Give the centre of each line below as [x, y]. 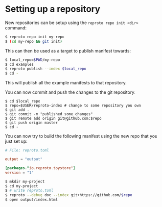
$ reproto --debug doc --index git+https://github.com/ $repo [69, 195]
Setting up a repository [53, 9]
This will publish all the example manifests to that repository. [66, 83]
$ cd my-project [22, 186]
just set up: [16, 141]
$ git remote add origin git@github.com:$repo [53, 119]
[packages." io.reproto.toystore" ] [40, 168]
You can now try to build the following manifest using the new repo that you [81, 136]
